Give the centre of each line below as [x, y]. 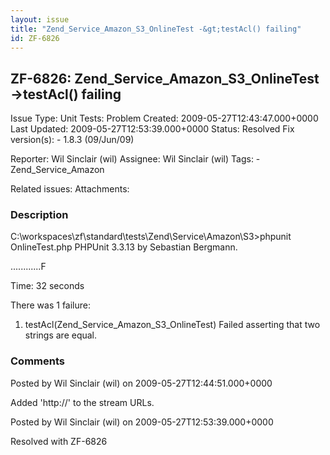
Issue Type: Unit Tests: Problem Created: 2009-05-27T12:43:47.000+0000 [164, 118]
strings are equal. [61, 335]
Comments [37, 361]
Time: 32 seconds [47, 286]
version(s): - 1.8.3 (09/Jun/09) [72, 140]
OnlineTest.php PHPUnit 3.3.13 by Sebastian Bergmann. [124, 247]
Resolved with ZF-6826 [59, 441]
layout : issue [40, 19]
